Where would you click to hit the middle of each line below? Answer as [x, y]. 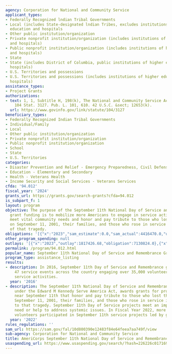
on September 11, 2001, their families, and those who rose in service [88, 224]
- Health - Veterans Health [35, 177]
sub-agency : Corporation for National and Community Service [72, 334]
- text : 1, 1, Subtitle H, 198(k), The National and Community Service [83, 100]
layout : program [23, 205]
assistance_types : [25, 86]
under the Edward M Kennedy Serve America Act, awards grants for [87, 291]
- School [15, 148]
